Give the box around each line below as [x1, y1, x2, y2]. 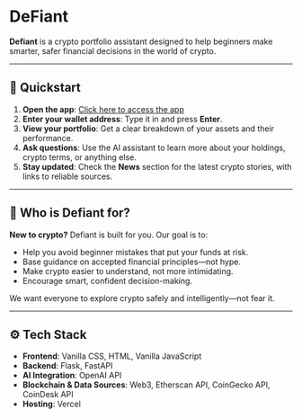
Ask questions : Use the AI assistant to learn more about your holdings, [22, 142, 286, 153]
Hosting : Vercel [22, 398, 81, 410]
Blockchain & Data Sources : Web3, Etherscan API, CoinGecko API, [22, 379, 271, 390]
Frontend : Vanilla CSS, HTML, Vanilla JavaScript [22, 351, 202, 361]
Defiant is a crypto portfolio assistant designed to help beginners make [9, 36, 273, 47]
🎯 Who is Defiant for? [9, 205, 130, 221]
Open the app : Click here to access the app [22, 103, 184, 114]
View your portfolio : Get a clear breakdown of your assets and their [22, 123, 275, 134]
